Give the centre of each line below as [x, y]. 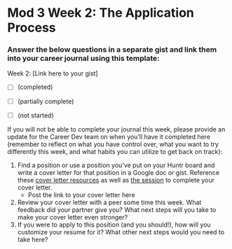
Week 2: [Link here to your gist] [53, 73]
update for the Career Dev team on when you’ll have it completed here [109, 136]
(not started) [35, 115]
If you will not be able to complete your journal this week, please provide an [116, 129]
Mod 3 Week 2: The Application [101, 13]
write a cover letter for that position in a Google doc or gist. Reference [118, 172]
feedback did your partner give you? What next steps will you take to [117, 209]
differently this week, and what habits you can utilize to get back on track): [115, 151]
